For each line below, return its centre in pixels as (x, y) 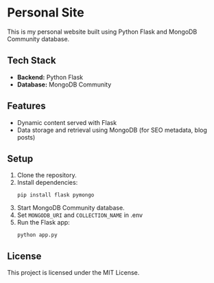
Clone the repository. (47, 175)
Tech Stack (32, 61)
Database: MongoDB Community (64, 84)
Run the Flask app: (43, 223)
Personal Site (46, 13)
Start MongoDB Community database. (71, 208)
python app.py (37, 235)
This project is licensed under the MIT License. (73, 273)
